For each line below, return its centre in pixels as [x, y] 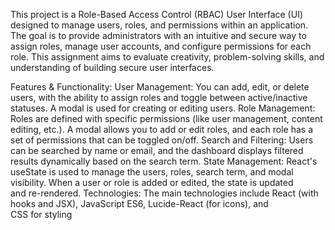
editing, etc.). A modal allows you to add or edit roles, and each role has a [162, 129]
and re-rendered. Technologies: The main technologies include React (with [164, 193]
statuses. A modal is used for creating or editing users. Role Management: [163, 108]
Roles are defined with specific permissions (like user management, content [166, 118]
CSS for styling [41, 214]
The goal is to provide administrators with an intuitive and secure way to [158, 35]
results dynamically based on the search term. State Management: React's [164, 161]
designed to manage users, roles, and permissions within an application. [159, 25]
